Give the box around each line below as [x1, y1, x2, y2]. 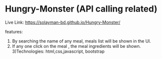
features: [5, 29, 23, 34]
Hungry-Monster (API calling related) [5, 3, 158, 15]
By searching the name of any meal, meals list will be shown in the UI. [12, 38, 151, 44]
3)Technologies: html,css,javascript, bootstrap [12, 48, 105, 54]
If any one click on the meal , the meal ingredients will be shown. [12, 43, 141, 49]
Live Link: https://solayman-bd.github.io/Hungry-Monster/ [5, 19, 120, 25]
